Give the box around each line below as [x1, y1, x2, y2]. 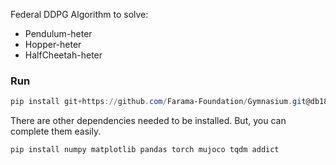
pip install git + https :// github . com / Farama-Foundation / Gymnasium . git [10, 97, 307, 107]
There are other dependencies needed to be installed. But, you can [10, 115, 287, 127]
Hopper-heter [24, 39, 82, 50]
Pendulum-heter [24, 28, 93, 39]
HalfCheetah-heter [24, 49, 103, 61]
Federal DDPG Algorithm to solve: [10, 9, 149, 20]
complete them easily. [10, 125, 102, 138]
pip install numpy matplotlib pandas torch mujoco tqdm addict [10, 145, 280, 155]
